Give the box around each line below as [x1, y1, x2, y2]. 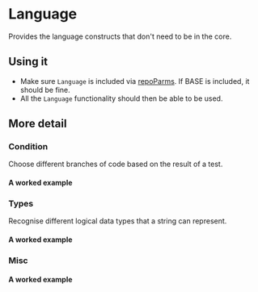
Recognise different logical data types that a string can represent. [8, 216, 227, 226]
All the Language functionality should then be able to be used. [19, 94, 223, 103]
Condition [8, 141, 49, 152]
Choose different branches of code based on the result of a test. [8, 159, 223, 169]
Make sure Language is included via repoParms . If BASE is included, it [19, 76, 250, 86]
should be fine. [19, 85, 70, 94]
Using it [8, 55, 49, 69]
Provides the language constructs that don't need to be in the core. [8, 31, 232, 41]
